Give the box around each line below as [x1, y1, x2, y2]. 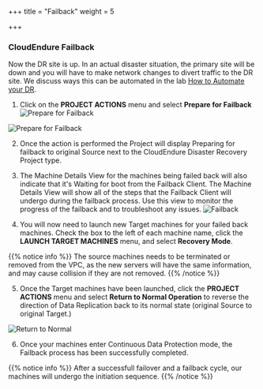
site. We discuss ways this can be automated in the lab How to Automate [8, 77, 245, 86]
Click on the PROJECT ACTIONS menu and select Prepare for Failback [19, 100, 252, 110]
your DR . [8, 84, 37, 94]
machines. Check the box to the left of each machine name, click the [19, 228, 243, 238]
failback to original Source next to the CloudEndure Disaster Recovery [19, 148, 247, 157]
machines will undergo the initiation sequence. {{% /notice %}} [8, 372, 213, 381]
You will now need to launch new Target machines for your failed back [19, 220, 249, 230]
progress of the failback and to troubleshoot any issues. [19, 204, 202, 214]
